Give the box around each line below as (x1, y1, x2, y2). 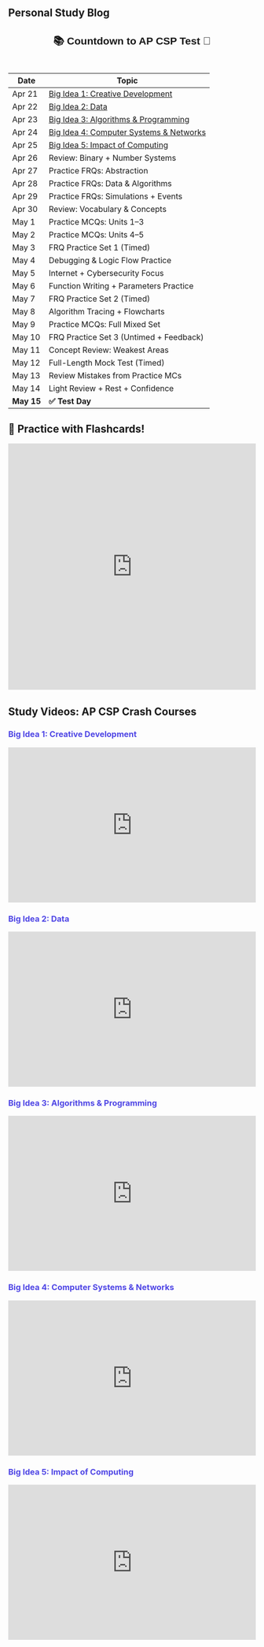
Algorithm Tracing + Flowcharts (48, 306, 165, 317)
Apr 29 (12, 191, 38, 202)
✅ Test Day (48, 396, 92, 407)
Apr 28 (12, 177, 38, 188)
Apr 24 (12, 126, 38, 137)
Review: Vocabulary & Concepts (48, 203, 167, 214)
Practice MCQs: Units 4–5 (48, 229, 145, 240)
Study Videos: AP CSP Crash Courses (8, 705, 197, 719)
